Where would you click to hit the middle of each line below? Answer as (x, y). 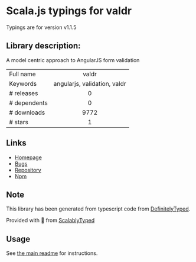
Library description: (43, 46)
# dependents (29, 103)
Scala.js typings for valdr (69, 11)
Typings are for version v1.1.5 (41, 27)
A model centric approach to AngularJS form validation (73, 60)
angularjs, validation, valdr (90, 83)
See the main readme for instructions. (52, 253)
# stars (19, 122)
